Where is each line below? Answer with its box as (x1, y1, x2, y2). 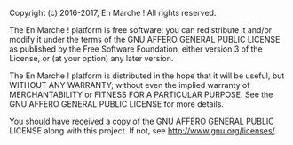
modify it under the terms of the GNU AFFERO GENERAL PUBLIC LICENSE (9, 35, 281, 44)
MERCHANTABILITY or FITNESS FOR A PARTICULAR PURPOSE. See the (9, 89, 273, 100)
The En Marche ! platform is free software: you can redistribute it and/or (9, 25, 273, 35)
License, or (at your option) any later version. (9, 53, 174, 63)
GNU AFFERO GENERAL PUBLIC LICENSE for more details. (9, 99, 225, 109)
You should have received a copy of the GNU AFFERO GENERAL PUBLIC (9, 116, 275, 126)
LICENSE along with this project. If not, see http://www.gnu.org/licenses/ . (9, 125, 278, 136)
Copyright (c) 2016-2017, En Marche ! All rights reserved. (9, 8, 217, 18)
